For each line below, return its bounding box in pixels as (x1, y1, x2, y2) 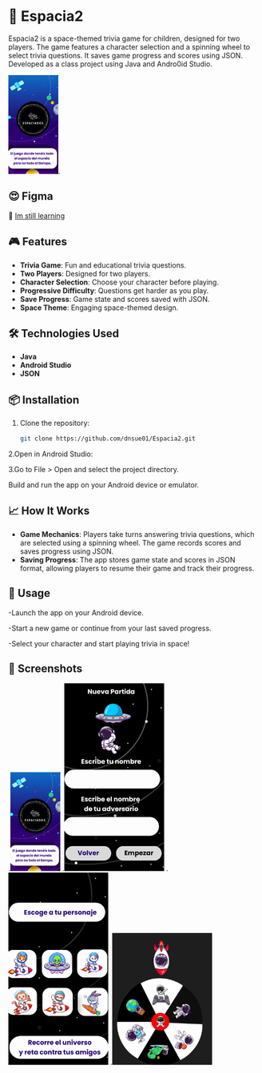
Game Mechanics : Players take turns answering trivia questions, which (19, 529, 255, 538)
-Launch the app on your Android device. (8, 607, 144, 618)
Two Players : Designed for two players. (19, 268, 151, 278)
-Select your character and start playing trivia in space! (8, 638, 190, 648)
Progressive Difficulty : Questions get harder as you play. (19, 285, 209, 295)
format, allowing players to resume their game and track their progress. (19, 563, 255, 573)
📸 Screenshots (8, 662, 83, 676)
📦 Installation (8, 393, 80, 407)
